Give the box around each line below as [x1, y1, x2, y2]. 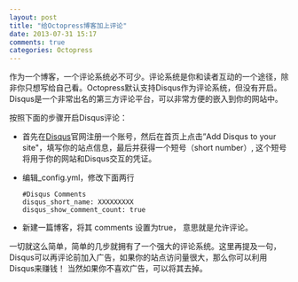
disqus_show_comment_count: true [21, 206, 146, 215]
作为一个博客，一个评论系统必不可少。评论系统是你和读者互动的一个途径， [9, 72, 281, 82]
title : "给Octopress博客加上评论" [9, 21, 128, 30]
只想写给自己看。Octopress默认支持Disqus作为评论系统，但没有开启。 [24, 82, 282, 93]
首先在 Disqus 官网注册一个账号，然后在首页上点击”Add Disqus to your [21, 131, 277, 142]
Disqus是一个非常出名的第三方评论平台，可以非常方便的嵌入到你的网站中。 [9, 94, 284, 105]
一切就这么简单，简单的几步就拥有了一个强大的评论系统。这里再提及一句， [9, 241, 281, 252]
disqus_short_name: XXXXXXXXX [21, 198, 135, 207]
